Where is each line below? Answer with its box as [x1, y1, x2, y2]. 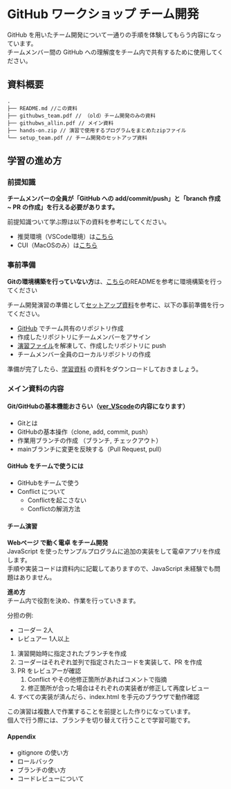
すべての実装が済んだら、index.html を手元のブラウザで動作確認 [17, 693, 200, 701]
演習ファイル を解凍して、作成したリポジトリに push [17, 341, 167, 350]
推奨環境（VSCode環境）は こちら [17, 233, 114, 241]
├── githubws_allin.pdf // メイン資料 [7, 119, 114, 127]
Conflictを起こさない [27, 496, 87, 504]
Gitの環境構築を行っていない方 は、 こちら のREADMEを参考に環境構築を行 [7, 277, 216, 285]
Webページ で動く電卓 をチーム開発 [7, 538, 109, 547]
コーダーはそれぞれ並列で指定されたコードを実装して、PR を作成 [17, 658, 203, 666]
